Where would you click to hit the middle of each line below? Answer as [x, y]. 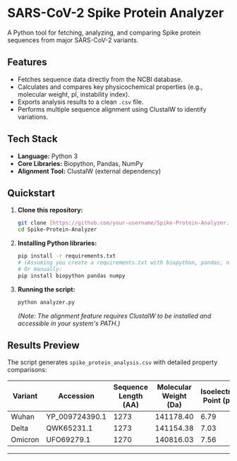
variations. [33, 116]
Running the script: [46, 289]
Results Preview [43, 345]
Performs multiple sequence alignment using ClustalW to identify [112, 109]
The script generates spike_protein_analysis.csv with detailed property [113, 362]
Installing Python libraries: [57, 243]
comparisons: [27, 370]
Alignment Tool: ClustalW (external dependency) [89, 171]
